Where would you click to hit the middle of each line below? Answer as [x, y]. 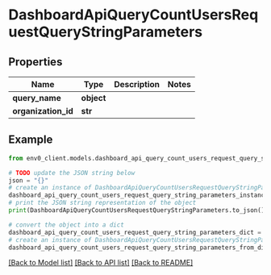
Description [137, 84]
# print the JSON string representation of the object [102, 203]
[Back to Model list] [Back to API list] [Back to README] [101, 263]
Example [31, 140]
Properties [35, 62]
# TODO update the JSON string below [72, 173]
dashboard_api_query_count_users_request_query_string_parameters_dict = [135, 232]
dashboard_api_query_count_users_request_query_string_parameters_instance [138, 195]
